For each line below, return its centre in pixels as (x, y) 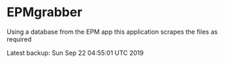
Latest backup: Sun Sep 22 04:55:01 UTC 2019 (75, 53)
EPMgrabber (45, 12)
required (19, 39)
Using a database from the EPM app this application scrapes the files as (112, 32)
